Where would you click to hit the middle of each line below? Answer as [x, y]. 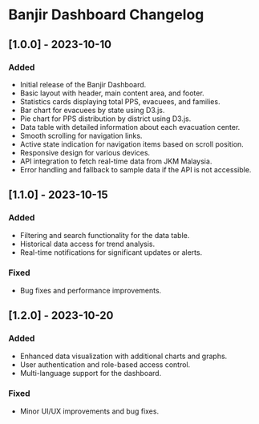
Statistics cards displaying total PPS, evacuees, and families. [120, 101]
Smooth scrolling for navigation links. [81, 135]
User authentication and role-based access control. [105, 364]
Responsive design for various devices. [85, 152]
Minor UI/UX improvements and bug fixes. [89, 411]
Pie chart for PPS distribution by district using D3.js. [105, 119]
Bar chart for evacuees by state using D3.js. [92, 110]
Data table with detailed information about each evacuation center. [130, 127]
